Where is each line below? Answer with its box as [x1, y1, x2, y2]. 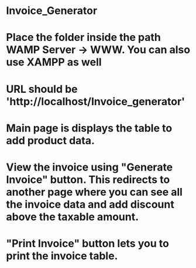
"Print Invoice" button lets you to [6, 237, 170, 250]
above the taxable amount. [6, 210, 139, 223]
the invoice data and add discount [6, 197, 174, 211]
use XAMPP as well [6, 55, 102, 69]
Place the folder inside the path [6, 31, 161, 44]
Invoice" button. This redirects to [6, 173, 170, 186]
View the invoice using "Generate [6, 161, 173, 173]
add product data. [6, 134, 95, 147]
